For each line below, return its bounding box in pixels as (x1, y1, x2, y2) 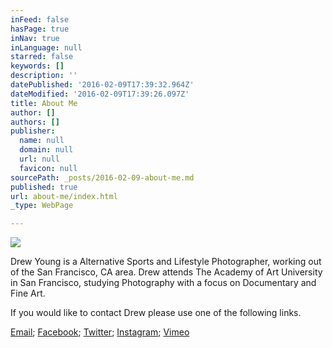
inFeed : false (10, 14, 70, 25)
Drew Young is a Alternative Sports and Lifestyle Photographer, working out (10, 256, 322, 268)
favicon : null (19, 163, 78, 173)
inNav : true (10, 33, 60, 43)
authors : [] (10, 117, 60, 127)
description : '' (10, 71, 78, 81)
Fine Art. (10, 287, 46, 300)
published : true (10, 182, 78, 192)
